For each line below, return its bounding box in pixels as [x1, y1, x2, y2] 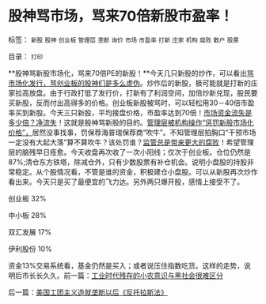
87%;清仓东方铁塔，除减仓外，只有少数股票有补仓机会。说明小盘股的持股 [8, 157, 248, 167]
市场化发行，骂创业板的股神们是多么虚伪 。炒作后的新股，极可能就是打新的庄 [8, 78, 258, 88]
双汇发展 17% [8, 227, 52, 237]
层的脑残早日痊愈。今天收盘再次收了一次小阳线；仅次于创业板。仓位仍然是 [8, 147, 251, 156]
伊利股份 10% [8, 244, 53, 253]
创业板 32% [8, 193, 47, 203]
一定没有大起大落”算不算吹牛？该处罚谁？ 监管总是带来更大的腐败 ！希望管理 [8, 137, 255, 147]
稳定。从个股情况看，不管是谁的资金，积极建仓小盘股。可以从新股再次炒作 [14, 167, 258, 176]
